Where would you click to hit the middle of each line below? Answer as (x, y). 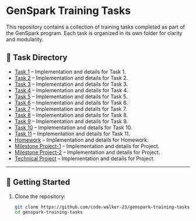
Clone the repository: (40, 196)
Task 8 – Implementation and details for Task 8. (71, 115)
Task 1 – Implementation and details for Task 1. (70, 72)
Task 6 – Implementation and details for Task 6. (71, 103)
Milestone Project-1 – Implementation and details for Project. (87, 146)
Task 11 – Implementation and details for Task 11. (72, 134)
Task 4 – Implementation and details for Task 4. (71, 90)
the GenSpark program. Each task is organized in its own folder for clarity (94, 33)
